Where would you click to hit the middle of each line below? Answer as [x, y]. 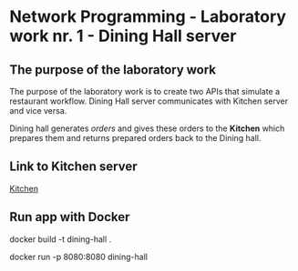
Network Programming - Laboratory [148, 17]
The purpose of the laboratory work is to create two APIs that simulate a [145, 91]
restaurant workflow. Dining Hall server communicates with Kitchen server [149, 101]
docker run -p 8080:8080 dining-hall [79, 256]
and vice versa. [38, 110]
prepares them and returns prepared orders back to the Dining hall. [135, 138]
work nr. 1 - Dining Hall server [123, 36]
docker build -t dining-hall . [61, 239]
